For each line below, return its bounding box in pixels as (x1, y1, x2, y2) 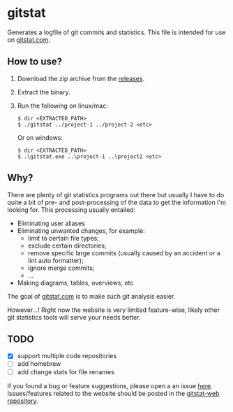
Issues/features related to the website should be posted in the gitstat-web (7, 389, 220, 397)
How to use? (7, 56, 63, 68)
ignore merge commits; (27, 264, 95, 272)
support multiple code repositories (17, 352, 117, 360)
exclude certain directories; (27, 241, 107, 250)
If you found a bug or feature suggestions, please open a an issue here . (7, 381, 213, 390)
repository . (7, 397, 38, 405)
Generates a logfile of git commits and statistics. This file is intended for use (7, 28, 226, 36)
